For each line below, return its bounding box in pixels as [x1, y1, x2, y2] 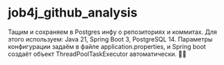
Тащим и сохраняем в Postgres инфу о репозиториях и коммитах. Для [8, 28, 218, 36]
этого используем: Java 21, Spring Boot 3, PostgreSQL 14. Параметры [8, 35, 213, 43]
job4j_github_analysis [8, 5, 138, 21]
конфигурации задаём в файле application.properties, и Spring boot [8, 42, 206, 50]
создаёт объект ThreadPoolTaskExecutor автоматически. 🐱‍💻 [8, 50, 187, 58]
